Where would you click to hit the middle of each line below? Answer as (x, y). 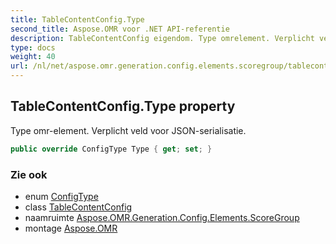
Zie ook (29, 174)
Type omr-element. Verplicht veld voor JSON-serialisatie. (128, 130)
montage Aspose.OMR (71, 228)
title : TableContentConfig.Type (77, 19)
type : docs (33, 47)
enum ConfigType (61, 196)
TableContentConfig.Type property (123, 106)
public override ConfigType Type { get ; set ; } (111, 149)
